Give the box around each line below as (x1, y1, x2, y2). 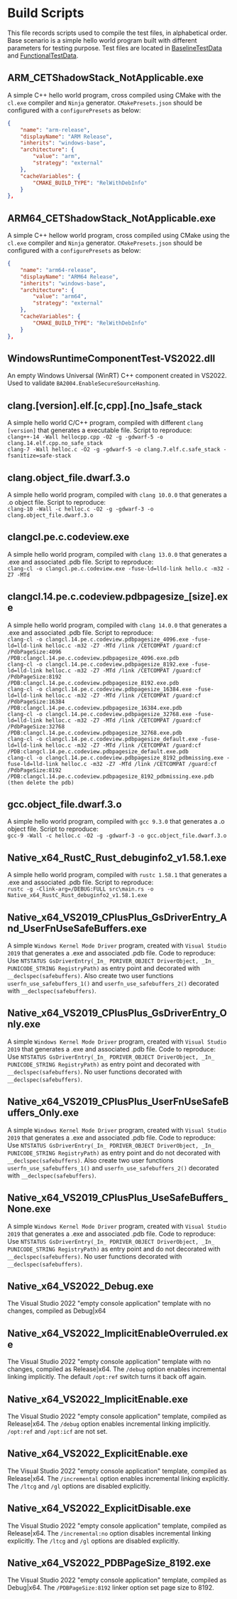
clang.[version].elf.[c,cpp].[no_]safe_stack (7, 399, 202, 411)
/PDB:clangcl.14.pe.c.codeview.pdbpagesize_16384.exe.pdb (7, 704, 182, 711)
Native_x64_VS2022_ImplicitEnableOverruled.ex (7, 1327, 228, 1339)
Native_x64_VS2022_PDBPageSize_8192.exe (7, 1557, 211, 1569)
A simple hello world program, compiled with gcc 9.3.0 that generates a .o (7, 817, 225, 826)
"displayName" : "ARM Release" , (20, 133, 113, 140)
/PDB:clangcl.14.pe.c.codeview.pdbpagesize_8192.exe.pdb (7, 679, 180, 686)
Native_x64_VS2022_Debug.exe (7, 1280, 154, 1292)
